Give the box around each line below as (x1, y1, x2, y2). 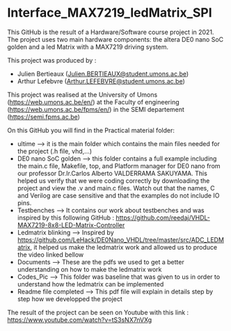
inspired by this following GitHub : (17, 213, 115, 222)
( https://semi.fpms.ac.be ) (7, 113, 80, 121)
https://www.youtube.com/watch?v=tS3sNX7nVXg (7, 315, 152, 324)
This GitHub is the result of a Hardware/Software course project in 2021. (7, 28, 214, 36)
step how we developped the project (17, 294, 123, 303)
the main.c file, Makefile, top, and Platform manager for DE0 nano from (17, 161, 221, 170)
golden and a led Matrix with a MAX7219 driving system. (7, 42, 169, 51)
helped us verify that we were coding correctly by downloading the (17, 176, 210, 185)
